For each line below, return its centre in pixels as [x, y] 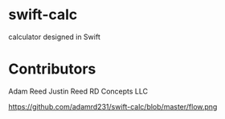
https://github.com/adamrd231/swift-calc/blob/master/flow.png [113, 106]
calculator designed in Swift [54, 37]
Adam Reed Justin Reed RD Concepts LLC [78, 91]
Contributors [52, 69]
